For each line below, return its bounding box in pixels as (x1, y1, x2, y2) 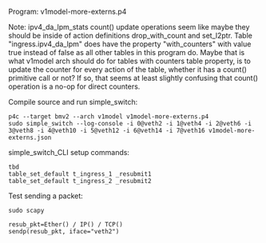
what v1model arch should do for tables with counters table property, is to (8, 56, 252, 66)
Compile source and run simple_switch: (8, 98, 138, 106)
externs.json (8, 133, 52, 141)
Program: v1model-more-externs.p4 (8, 7, 127, 16)
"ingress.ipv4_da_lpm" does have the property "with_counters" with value (8, 39, 252, 49)
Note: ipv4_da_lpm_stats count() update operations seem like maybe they (8, 22, 250, 31)
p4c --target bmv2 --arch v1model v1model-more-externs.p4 (8, 113, 209, 121)
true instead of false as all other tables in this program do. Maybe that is (8, 48, 245, 57)
